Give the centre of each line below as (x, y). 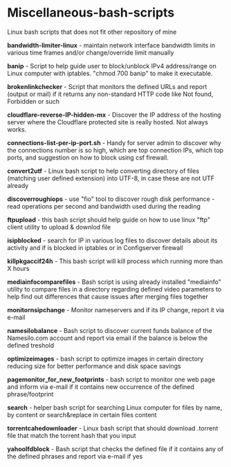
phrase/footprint (30, 394)
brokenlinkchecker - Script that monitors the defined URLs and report (107, 86)
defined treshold (31, 345)
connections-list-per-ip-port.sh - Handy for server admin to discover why (114, 142)
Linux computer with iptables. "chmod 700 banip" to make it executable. (110, 73)
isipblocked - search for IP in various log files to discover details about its (112, 240)
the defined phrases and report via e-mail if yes (75, 456)
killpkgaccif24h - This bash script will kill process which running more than (115, 261)
